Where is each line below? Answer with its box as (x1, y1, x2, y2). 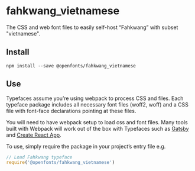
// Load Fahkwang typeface (6, 154, 73, 160)
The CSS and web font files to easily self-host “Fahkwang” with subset (6, 24, 178, 31)
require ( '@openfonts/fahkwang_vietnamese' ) (6, 160, 115, 166)
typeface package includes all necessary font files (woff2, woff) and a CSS (6, 101, 189, 108)
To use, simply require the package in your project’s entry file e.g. (6, 143, 166, 150)
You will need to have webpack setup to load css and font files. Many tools (6, 118, 188, 125)
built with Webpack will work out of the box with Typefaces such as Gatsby (6, 125, 189, 132)
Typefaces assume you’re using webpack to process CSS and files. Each (6, 95, 184, 102)
